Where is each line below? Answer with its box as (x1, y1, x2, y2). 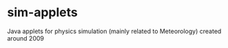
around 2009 (7, 34, 45, 42)
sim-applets (7, 5, 78, 20)
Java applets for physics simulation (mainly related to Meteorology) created (7, 27, 222, 35)
